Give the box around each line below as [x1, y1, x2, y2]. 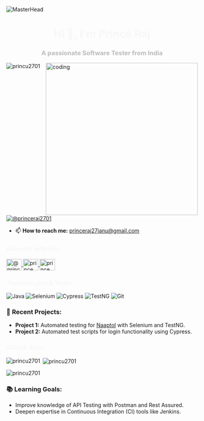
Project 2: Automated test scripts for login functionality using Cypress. [15, 328, 192, 335]
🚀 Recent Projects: [6, 308, 62, 316]
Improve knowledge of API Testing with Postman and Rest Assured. [15, 401, 184, 408]
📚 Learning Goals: [6, 385, 63, 394]
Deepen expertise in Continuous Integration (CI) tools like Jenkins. [15, 408, 181, 415]
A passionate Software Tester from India [41, 49, 163, 57]
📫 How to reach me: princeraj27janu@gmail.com [15, 227, 140, 235]
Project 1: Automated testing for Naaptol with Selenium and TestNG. [15, 322, 185, 329]
